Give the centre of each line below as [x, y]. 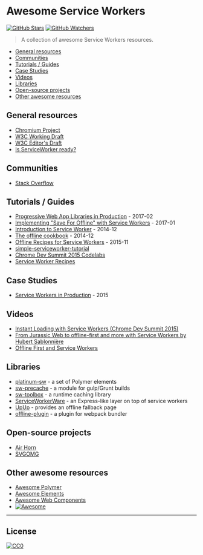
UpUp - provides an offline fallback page [66, 407]
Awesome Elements [40, 494]
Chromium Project [37, 130]
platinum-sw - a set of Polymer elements [66, 381]
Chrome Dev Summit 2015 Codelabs [60, 255]
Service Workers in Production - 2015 [62, 295]
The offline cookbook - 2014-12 [54, 236]
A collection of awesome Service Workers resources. [87, 39]
